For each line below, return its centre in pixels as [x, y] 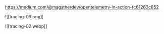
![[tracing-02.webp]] [26, 26]
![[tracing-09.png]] [24, 17]
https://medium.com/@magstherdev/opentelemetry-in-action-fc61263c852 [82, 7]
